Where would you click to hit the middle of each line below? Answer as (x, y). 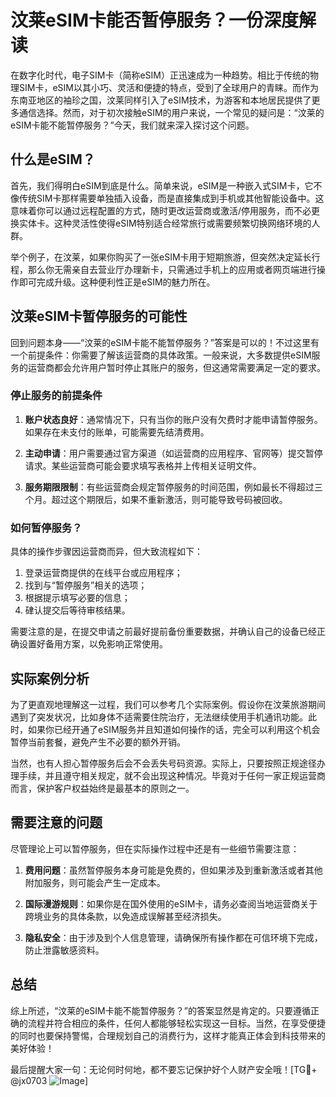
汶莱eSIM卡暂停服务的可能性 (99, 316)
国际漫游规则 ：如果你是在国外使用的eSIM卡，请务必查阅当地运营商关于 (171, 903)
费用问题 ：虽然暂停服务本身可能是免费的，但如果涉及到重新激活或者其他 (173, 870)
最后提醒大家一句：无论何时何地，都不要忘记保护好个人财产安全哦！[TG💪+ (164, 1069)
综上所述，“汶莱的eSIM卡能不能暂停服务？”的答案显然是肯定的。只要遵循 (160, 1010)
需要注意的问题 (56, 822)
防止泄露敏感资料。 (64, 950)
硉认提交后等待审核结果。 (77, 610)
